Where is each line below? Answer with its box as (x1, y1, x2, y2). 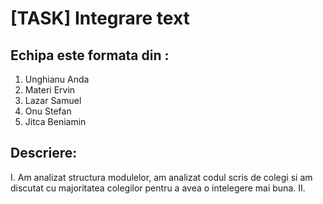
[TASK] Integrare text (10, 7, 190, 30)
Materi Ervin (24, 84, 76, 96)
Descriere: (10, 145, 78, 162)
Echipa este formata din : (10, 47, 170, 64)
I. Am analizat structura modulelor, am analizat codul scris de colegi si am (10, 171, 313, 183)
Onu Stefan (24, 105, 72, 117)
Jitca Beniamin (24, 116, 87, 127)
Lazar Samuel (24, 95, 82, 106)
